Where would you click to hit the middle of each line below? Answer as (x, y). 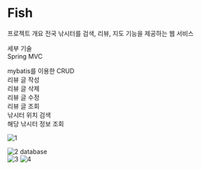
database (34, 151)
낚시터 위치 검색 (29, 115)
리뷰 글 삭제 (24, 88)
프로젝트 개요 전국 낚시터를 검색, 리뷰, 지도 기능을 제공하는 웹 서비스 (100, 33)
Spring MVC (25, 56)
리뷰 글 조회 (24, 106)
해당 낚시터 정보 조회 (36, 123)
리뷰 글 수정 (24, 97)
